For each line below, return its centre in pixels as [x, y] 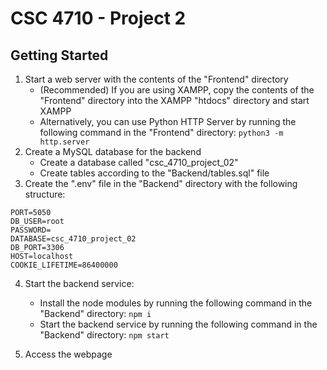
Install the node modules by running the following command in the [176, 303]
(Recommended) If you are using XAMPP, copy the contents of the [177, 90]
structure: [45, 194]
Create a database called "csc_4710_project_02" [139, 162]
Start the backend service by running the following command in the [178, 324]
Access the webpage [68, 354]
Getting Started [59, 55]
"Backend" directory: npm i [95, 313]
